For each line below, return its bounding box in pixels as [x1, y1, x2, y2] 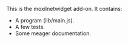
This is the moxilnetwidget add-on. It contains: [6, 5, 123, 12]
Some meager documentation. [15, 30, 92, 37]
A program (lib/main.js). [15, 17, 75, 24]
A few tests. [15, 24, 45, 30]
